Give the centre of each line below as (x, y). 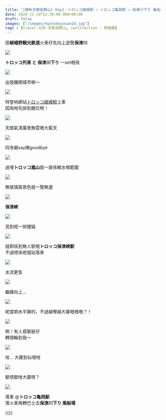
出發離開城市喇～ (22, 82)
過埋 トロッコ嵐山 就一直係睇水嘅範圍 (42, 167)
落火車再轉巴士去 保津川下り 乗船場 (40, 403)
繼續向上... (16, 292)
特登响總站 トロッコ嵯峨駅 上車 (35, 102)
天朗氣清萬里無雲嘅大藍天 (31, 128)
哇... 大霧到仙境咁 (23, 357)
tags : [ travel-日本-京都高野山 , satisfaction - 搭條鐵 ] (61, 28)
